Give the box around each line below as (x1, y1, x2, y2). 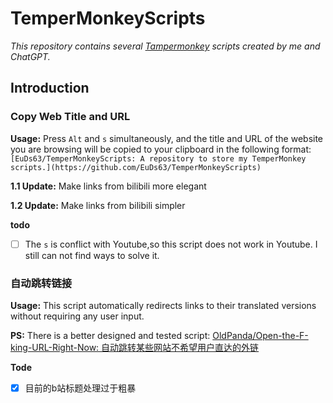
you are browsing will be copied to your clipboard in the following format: (10, 143, 312, 155)
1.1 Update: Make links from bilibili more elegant (10, 180, 207, 192)
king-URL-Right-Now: (10, 341, 100, 353)
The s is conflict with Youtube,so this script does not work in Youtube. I (24, 238, 318, 250)
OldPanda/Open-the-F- (212, 329, 309, 341)
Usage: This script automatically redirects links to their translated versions (10, 299, 317, 311)
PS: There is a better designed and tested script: (10, 329, 211, 341)
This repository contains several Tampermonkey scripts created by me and (10, 40, 321, 52)
